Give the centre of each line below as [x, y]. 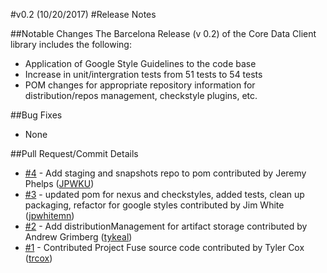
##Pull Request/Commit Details [74, 153]
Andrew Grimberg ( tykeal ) [78, 237]
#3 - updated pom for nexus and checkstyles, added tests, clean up [164, 194]
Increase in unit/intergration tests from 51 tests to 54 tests [143, 74]
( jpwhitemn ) [49, 215]
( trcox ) [38, 258]
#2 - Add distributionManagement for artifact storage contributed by [166, 226]
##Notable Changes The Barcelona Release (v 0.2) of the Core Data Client [163, 33]
